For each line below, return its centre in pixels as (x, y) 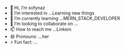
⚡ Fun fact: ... (24, 42)
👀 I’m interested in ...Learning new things (52, 13)
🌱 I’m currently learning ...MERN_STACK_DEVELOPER (65, 18)
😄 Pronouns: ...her (29, 36)
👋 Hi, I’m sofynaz (27, 8)
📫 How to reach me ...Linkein (41, 29)
